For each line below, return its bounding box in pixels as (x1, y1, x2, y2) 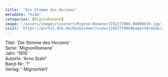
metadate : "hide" (5, 12, 41, 17)
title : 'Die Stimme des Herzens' (5, 7, 77, 12)
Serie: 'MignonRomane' (5, 45, 53, 51)
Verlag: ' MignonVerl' (5, 66, 48, 72)
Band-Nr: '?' (5, 61, 30, 67)
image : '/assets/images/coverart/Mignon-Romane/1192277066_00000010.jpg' (5, 21, 162, 26)
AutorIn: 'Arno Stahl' (5, 55, 47, 61)
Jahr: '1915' (5, 50, 29, 56)
